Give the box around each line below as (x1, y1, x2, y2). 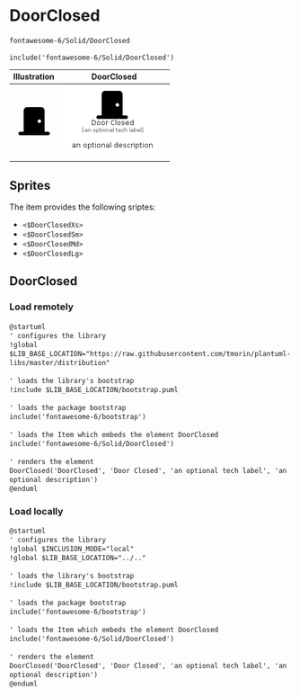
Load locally (9, 505, 64, 517)
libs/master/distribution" (9, 358, 110, 367)
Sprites (9, 177, 51, 193)
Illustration (13, 71, 56, 82)
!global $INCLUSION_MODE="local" (9, 544, 135, 553)
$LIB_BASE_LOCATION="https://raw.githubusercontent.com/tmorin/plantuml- (9, 349, 292, 358)
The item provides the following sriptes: (9, 201, 156, 212)
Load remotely (9, 300, 75, 313)
